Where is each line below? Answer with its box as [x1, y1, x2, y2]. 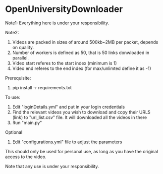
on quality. [12, 44, 34, 50]
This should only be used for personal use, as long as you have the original [5, 148, 159, 154]
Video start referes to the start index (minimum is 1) [12, 60, 117, 66]
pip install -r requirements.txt [12, 84, 72, 90]
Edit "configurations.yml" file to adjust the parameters [12, 139, 122, 145]
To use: [5, 94, 21, 100]
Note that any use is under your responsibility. [5, 163, 99, 169]
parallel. [12, 55, 29, 60]
